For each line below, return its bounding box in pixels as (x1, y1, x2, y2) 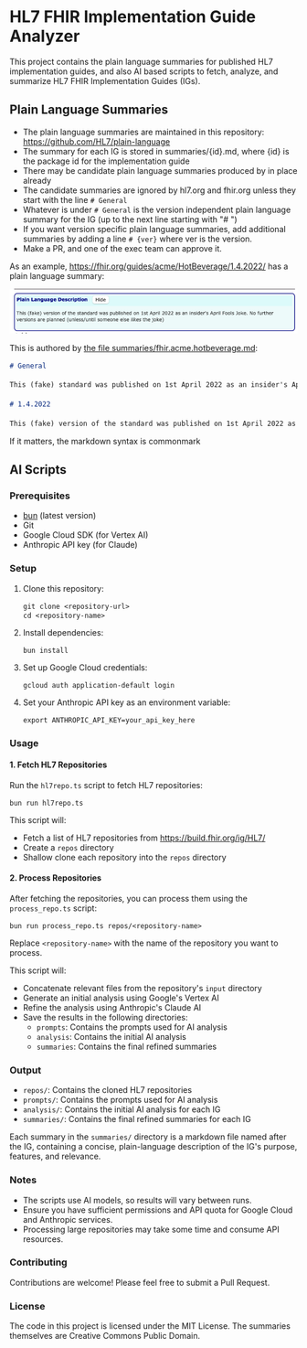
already (22, 175, 52, 186)
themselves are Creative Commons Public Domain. (9, 1331, 201, 1342)
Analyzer (9, 26, 80, 47)
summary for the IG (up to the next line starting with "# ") (22, 213, 238, 225)
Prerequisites (9, 489, 70, 502)
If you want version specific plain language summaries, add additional (22, 223, 286, 234)
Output (9, 1064, 42, 1076)
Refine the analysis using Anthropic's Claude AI (22, 1001, 202, 1012)
